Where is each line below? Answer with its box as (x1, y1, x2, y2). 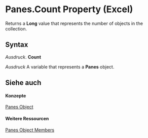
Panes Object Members (5, 127, 55, 133)
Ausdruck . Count (5, 54, 42, 60)
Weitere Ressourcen (5, 115, 49, 121)
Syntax (5, 41, 28, 49)
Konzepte (5, 92, 26, 98)
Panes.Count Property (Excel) (5, 4, 133, 15)
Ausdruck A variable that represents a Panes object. (5, 63, 115, 70)
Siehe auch (5, 79, 42, 87)
